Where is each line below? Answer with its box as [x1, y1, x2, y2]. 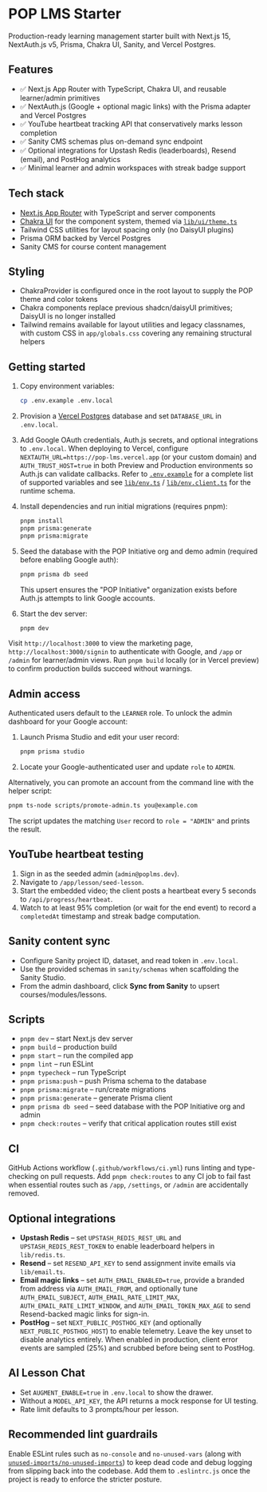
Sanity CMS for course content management [19, 241, 167, 252]
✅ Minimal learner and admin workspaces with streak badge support [19, 163, 246, 173]
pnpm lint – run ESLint [19, 1059, 94, 1069]
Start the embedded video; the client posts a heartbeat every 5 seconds [19, 886, 257, 895]
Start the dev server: [19, 609, 88, 618]
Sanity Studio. [19, 972, 66, 982]
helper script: [8, 786, 53, 796]
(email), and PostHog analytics [19, 154, 121, 164]
